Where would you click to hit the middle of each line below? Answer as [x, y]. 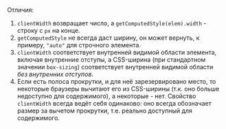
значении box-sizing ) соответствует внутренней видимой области [115, 67]
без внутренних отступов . [55, 74]
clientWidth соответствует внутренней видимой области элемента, [117, 52]
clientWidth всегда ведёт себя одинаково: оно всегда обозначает [114, 103]
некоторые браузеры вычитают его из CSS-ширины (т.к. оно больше [118, 89]
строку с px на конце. [48, 31]
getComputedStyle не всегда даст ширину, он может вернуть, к [108, 38]
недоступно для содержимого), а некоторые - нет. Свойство [106, 96]
